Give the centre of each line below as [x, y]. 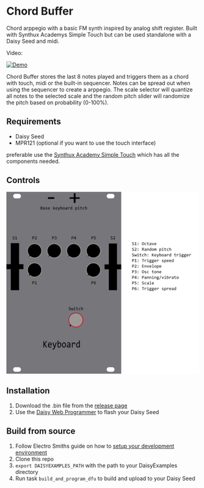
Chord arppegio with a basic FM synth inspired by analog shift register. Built [102, 28]
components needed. [33, 161]
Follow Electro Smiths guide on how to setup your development [95, 446]
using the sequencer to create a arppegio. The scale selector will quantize [100, 89]
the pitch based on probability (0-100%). [57, 102]
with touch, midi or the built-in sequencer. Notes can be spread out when [98, 83]
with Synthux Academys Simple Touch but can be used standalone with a [99, 34]
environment [31, 452]
